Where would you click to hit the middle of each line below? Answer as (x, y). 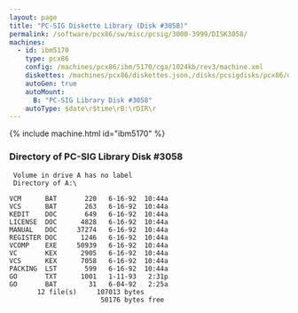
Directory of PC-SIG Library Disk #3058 (96, 156)
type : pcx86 (47, 59)
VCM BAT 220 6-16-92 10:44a (89, 198)
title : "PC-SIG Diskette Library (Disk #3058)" (99, 26)
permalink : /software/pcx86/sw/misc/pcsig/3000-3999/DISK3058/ (129, 34)
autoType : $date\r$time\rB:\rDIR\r (91, 108)
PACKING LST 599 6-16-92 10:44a (89, 269)
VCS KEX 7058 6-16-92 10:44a (89, 261)
